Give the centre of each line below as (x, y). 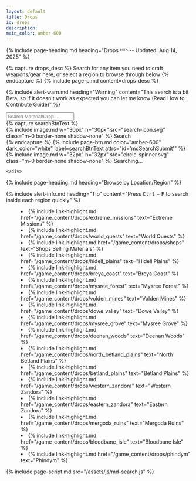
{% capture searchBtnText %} (42, 124)
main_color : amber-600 (34, 33)
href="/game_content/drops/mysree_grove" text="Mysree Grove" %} (104, 323)
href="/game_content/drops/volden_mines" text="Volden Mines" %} (104, 299)
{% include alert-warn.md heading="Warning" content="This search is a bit (97, 92)
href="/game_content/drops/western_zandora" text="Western (96, 386)
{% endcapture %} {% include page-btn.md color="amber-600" (84, 142)
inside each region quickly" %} (43, 200)
